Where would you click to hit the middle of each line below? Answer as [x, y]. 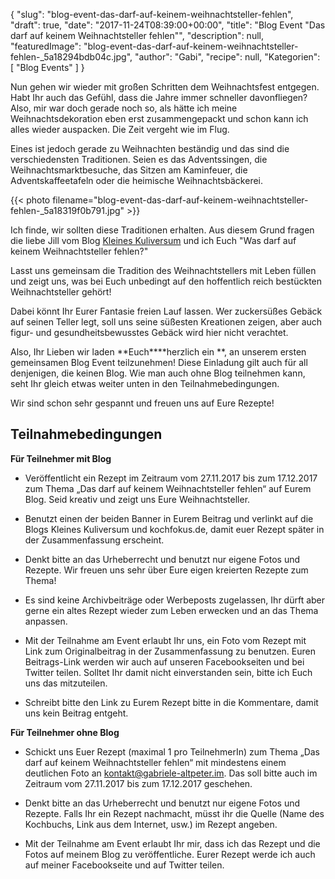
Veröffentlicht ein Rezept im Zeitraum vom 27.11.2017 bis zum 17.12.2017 [171, 478]
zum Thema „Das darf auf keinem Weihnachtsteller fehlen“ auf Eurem [168, 488]
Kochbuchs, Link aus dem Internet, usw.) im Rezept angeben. [151, 824]
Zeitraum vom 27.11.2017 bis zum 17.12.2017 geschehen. [138, 783]
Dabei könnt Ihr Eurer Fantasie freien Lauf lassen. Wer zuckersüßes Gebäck [166, 311]
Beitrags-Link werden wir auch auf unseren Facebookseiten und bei [164, 661]
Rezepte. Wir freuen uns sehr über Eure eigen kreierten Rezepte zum [166, 570]
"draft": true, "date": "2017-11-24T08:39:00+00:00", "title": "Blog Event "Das [168, 25]
